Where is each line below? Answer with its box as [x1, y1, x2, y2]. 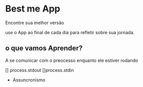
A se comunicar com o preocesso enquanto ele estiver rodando [5, 57, 138, 63]
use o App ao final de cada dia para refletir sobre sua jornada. [5, 29, 135, 35]
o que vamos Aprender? [5, 44, 83, 53]
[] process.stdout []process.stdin [5, 67, 74, 73]
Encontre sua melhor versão [5, 20, 64, 26]
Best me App [5, 3, 60, 15]
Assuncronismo [12, 76, 46, 83]
